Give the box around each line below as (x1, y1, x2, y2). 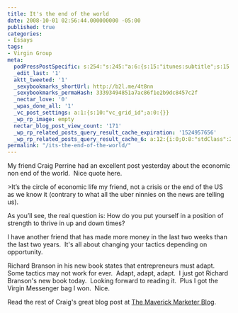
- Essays (7, 37, 33, 44)
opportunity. (7, 248, 44, 256)
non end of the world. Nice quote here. (7, 169, 123, 178)
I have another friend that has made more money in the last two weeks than (7, 233, 228, 241)
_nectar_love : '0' (13, 96, 69, 103)
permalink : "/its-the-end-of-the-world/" (7, 142, 132, 149)
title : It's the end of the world (7, 10, 110, 18)
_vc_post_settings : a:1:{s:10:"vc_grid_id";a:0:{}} (13, 109, 170, 116)
